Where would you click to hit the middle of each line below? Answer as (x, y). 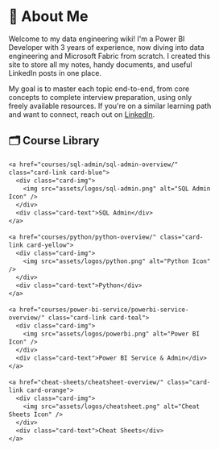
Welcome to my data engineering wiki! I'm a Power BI (97, 39)
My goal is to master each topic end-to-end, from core (99, 89)
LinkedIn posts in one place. (55, 73)
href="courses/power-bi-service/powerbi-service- (104, 310)
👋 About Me (48, 17)
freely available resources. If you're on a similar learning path (110, 106)
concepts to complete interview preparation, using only (100, 97)
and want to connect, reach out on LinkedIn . (82, 114)
